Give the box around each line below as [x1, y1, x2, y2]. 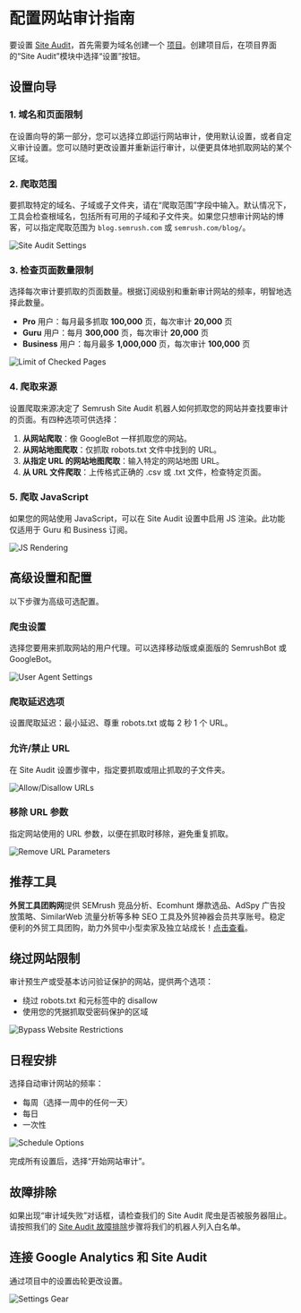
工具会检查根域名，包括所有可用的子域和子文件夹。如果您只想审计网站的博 [9, 210, 284, 221]
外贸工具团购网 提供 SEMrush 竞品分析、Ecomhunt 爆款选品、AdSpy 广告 [9, 899, 278, 910]
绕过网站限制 [9, 951, 81, 966]
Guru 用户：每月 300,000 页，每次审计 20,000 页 [21, 328, 209, 339]
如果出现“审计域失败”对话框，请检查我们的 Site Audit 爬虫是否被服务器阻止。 [9, 1210, 292, 1221]
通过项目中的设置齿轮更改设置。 [9, 1275, 127, 1286]
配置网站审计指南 [9, 8, 136, 29]
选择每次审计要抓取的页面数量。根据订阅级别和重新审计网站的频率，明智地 [9, 286, 284, 296]
